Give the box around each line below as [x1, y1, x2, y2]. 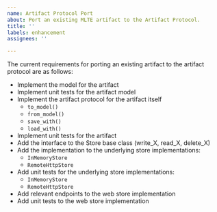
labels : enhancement [7, 29, 66, 36]
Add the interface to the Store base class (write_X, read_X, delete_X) [16, 139, 211, 147]
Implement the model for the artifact [16, 81, 119, 89]
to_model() [27, 104, 59, 111]
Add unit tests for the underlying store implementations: [16, 168, 175, 176]
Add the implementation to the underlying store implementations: [16, 146, 201, 155]
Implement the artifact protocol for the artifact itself [16, 95, 162, 103]
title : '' [7, 23, 36, 29]
